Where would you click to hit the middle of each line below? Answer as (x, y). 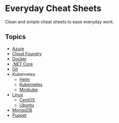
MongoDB (22, 110)
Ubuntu (27, 105)
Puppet (19, 115)
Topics (15, 37)
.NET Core (22, 64)
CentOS (27, 100)
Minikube (28, 89)
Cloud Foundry (27, 54)
